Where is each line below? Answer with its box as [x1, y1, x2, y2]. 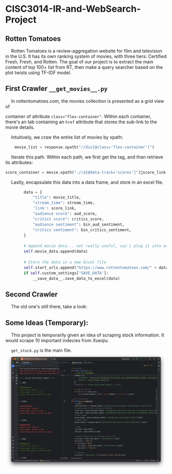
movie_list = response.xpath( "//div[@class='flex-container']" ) [14, 144, 155, 150]
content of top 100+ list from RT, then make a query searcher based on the [5, 64, 163, 70]
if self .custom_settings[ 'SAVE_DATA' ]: [24, 270, 109, 276]
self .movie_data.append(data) [24, 249, 88, 254]
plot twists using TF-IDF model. [5, 70, 72, 76]
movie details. [5, 124, 35, 130]
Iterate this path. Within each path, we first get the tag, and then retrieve [11, 154, 164, 160]
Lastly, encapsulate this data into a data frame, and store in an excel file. [11, 179, 164, 185]
